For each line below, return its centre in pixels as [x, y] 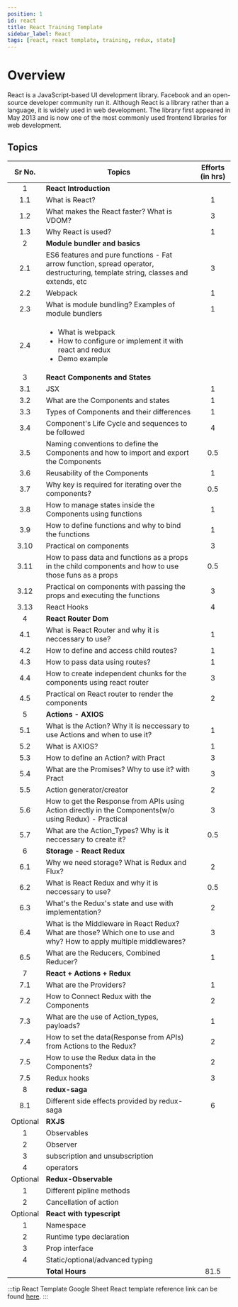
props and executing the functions [103, 595]
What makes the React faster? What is [109, 211]
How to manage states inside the [100, 504]
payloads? [63, 1025]
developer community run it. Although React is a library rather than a [129, 103]
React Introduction [78, 188]
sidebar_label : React [39, 34]
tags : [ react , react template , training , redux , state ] [91, 40]
